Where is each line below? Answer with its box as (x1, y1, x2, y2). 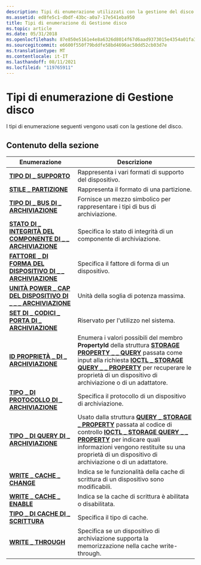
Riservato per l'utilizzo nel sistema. (77, 316, 175, 325)
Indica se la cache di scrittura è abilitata (77, 493, 190, 501)
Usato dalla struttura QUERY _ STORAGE (77, 413, 192, 421)
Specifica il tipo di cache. (77, 513, 148, 522)
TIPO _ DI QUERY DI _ (9, 432, 71, 440)
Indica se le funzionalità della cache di (77, 468, 185, 476)
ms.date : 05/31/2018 (6, 31, 58, 37)
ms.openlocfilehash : (6, 37, 58, 43)
